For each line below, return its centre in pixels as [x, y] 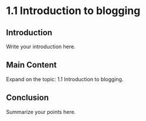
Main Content [31, 65]
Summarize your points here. [41, 112]
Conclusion [28, 98]
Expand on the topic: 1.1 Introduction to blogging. [65, 79]
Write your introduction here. [41, 46]
